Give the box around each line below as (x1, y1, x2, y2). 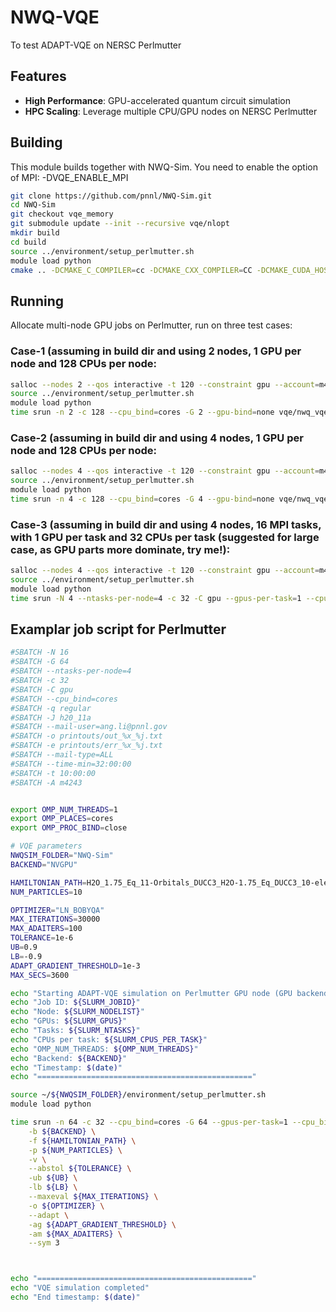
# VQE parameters (10, 841, 83, 851)
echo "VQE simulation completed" (10, 1283, 150, 1293)
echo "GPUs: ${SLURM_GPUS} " (10, 1016, 128, 1026)
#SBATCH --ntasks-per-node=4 (10, 666, 132, 676)
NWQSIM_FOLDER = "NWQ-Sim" (10, 851, 114, 861)
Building (10, 134, 63, 151)
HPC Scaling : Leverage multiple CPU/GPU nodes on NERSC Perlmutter (24, 105, 318, 117)
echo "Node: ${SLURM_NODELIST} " (10, 1007, 145, 1017)
